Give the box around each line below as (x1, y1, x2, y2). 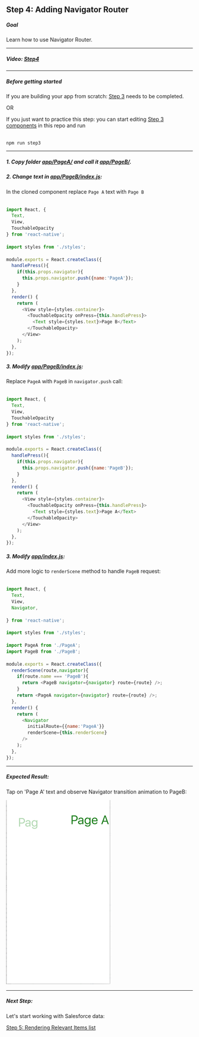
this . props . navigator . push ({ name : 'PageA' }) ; (21, 275, 134, 281)
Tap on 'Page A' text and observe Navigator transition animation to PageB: (6, 788, 187, 795)
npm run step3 (6, 140, 41, 146)
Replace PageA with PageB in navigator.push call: (6, 378, 123, 385)
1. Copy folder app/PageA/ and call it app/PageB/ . (6, 158, 132, 165)
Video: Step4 (6, 55, 40, 62)
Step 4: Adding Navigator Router (6, 5, 129, 15)
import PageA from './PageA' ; (6, 643, 81, 648)
